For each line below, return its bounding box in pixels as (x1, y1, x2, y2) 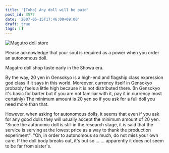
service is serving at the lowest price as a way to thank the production (5, 127, 151, 133)
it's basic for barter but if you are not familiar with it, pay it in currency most (5, 91, 162, 97)
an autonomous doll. (5, 55, 48, 61)
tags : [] (5, 26, 24, 31)
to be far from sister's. (5, 143, 51, 149)
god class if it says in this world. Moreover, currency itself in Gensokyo (5, 80, 152, 86)
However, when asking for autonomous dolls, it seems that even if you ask (5, 111, 160, 117)
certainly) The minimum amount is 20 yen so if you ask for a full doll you (5, 96, 155, 102)
